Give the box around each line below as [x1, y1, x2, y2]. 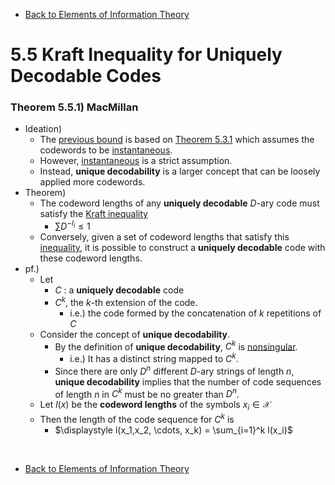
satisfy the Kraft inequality [39, 208, 148, 220]
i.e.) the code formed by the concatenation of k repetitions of [69, 307, 322, 319]
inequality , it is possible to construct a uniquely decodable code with [39, 242, 326, 254]
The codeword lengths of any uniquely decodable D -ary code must [39, 197, 320, 209]
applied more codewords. [39, 176, 146, 188]
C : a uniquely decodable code [54, 284, 185, 296]
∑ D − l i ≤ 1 [54, 219, 91, 233]
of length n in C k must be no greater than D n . [54, 386, 240, 400]
